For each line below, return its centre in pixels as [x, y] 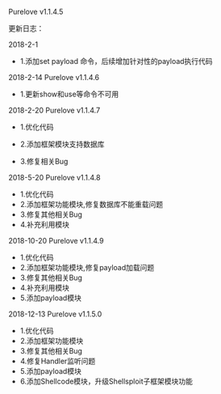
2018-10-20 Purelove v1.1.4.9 [56, 241]
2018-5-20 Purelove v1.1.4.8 [54, 178]
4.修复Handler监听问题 [58, 361]
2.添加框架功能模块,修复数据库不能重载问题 [92, 204]
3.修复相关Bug [44, 161]
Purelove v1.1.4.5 [36, 12]
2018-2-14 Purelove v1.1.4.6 [54, 77]
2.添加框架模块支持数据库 [62, 144]
